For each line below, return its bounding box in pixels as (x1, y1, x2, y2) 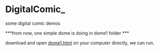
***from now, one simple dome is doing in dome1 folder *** (5, 30, 130, 36)
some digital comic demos (5, 20, 60, 26)
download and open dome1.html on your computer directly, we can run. (5, 39, 155, 46)
